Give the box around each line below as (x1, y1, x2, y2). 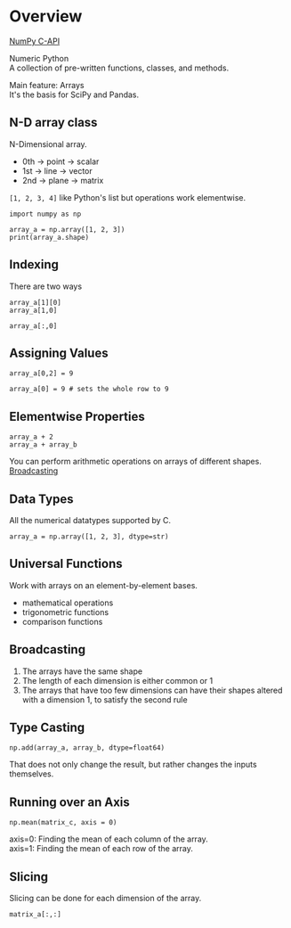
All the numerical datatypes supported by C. (9, 515, 172, 525)
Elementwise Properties (9, 408, 145, 424)
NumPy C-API (9, 36, 61, 46)
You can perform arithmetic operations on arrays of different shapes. (9, 456, 263, 467)
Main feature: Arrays (9, 79, 85, 90)
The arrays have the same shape (21, 666, 143, 677)
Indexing (9, 257, 60, 273)
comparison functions (21, 616, 103, 627)
